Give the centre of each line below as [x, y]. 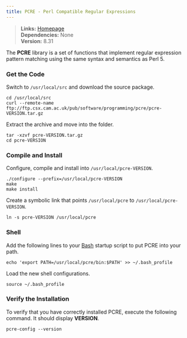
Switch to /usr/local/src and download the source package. [80, 87]
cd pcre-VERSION [26, 140]
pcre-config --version [34, 329]
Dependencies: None [47, 35]
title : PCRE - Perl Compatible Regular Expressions [71, 12]
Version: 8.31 [37, 41]
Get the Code [25, 74]
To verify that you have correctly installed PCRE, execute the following [91, 312]
